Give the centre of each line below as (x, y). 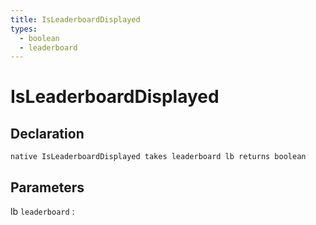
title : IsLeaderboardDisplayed (75, 19)
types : (24, 29)
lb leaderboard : (42, 212)
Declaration (47, 133)
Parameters (47, 187)
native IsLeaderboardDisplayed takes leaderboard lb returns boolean (158, 157)
